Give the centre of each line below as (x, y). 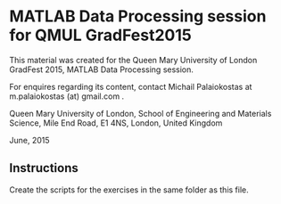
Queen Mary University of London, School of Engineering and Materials (140, 113)
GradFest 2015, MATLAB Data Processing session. (102, 69)
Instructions (44, 168)
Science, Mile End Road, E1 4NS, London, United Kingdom (116, 123)
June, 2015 (30, 140)
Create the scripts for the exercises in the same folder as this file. (129, 190)
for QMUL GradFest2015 (100, 35)
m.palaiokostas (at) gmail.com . (67, 96)
